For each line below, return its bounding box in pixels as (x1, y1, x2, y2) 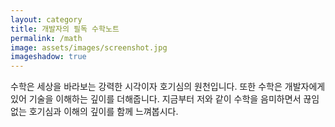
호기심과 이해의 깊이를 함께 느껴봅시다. (28, 106, 179, 118)
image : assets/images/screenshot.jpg (10, 42, 168, 53)
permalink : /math (10, 33, 83, 43)
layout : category (10, 14, 83, 25)
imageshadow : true (10, 52, 87, 62)
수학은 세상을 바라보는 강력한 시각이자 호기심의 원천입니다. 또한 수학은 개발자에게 (10, 81, 326, 93)
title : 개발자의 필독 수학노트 (10, 24, 120, 34)
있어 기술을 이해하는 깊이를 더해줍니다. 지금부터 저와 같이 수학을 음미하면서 (10, 93, 302, 105)
